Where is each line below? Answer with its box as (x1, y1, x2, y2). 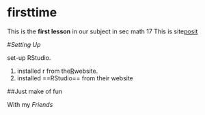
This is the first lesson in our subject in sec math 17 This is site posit (7, 27, 198, 35)
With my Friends (7, 100, 53, 108)
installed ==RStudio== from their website (16, 73, 133, 82)
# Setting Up (7, 40, 41, 48)
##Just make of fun (7, 87, 63, 95)
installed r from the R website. (16, 67, 98, 75)
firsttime (7, 5, 57, 20)
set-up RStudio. (7, 53, 51, 62)
